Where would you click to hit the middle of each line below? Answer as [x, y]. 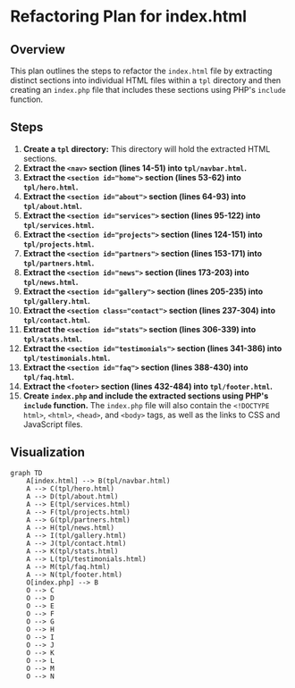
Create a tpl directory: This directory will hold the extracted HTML [147, 148]
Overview [38, 50]
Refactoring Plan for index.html [129, 17]
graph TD [26, 473]
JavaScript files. [53, 424]
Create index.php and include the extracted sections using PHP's [146, 396]
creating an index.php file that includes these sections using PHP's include [148, 90]
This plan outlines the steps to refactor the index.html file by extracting [141, 71]
